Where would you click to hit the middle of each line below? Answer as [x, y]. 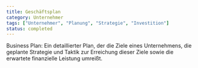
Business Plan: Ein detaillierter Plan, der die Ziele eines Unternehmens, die [99, 46]
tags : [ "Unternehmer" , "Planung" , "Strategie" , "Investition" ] [88, 23]
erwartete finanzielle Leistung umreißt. [54, 58]
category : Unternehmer [35, 17]
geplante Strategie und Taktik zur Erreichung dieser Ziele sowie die [90, 52]
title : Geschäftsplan [34, 12]
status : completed [29, 29]
